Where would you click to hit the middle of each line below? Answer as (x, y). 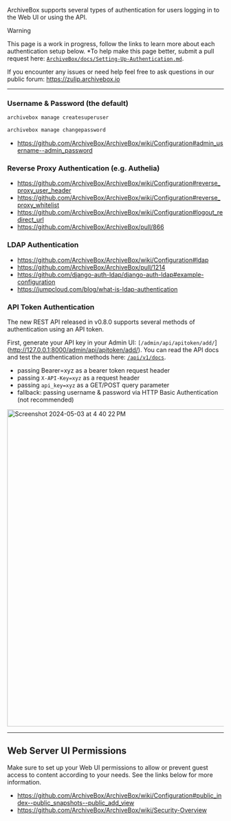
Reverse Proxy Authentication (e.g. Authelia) (84, 168)
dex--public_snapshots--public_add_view (76, 802)
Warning (19, 31)
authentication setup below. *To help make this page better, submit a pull (111, 51)
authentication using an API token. (56, 329)
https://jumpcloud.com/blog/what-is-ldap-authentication (97, 289)
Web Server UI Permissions (67, 751)
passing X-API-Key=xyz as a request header (78, 377)
